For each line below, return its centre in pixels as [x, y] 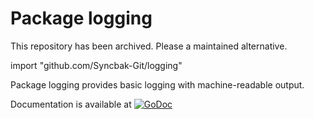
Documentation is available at [71, 104]
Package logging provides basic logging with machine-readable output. [157, 84]
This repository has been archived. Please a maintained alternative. [149, 46]
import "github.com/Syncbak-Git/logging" [96, 65]
